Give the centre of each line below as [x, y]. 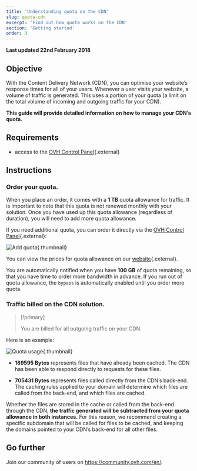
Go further [26, 448]
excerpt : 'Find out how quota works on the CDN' [67, 22]
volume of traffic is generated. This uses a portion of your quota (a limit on [96, 95]
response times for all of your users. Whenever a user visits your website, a [98, 89]
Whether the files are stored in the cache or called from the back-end [90, 404]
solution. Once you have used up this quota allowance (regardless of [89, 212]
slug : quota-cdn [26, 17]
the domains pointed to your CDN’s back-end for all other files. [82, 429]
